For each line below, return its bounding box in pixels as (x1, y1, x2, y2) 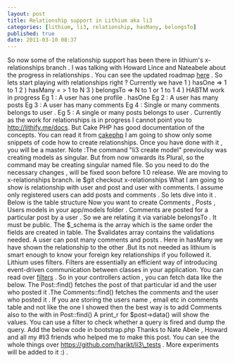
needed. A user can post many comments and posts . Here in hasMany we (7, 235, 224, 244)
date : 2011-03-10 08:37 (7, 37, 77, 44)
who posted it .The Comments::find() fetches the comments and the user (7, 288, 219, 297)
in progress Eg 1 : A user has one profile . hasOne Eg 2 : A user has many (7, 93, 219, 102)
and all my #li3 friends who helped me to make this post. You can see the (7, 333, 220, 342)
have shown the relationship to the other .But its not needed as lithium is (7, 243, 217, 252)
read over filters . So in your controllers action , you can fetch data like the (7, 273, 222, 282)
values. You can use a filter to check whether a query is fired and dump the (7, 318, 225, 326)
